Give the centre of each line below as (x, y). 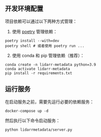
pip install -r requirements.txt (39, 73)
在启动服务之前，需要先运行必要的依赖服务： (50, 102)
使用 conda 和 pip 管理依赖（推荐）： (48, 55)
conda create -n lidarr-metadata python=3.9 (50, 64)
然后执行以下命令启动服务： (33, 121)
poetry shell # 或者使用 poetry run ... (45, 46)
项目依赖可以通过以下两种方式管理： (41, 21)
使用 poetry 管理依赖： (35, 31)
